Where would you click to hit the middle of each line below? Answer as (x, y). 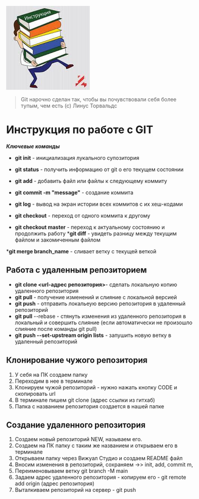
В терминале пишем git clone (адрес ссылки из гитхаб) (85, 400)
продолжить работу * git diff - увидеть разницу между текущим (96, 233)
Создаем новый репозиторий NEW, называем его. (78, 439)
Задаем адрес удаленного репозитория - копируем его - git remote (100, 478)
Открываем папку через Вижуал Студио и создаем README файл (99, 458)
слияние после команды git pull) (56, 328)
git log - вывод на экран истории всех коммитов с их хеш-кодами (99, 204)
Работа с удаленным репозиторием (77, 270)
